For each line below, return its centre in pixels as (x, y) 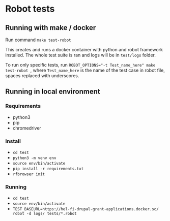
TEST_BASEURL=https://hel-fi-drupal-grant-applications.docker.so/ (86, 209)
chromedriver (27, 128)
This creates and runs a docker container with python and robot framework (84, 50)
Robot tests (30, 9)
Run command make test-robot (38, 40)
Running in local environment (53, 92)
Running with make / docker (51, 28)
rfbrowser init (29, 174)
